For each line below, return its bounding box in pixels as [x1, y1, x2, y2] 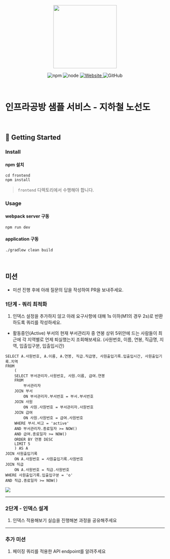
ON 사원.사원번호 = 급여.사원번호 [23, 415, 83, 420]
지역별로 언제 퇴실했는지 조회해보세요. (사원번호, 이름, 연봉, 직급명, [27, 336, 158, 342]
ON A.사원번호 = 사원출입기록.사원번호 [14, 456, 83, 461]
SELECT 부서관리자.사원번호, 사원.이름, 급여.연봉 [14, 373, 105, 378]
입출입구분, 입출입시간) [19, 342, 65, 349]
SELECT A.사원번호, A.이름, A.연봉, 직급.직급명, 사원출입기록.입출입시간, [5, 354, 143, 359]
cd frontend [5, 173, 30, 178]
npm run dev [5, 225, 30, 230]
